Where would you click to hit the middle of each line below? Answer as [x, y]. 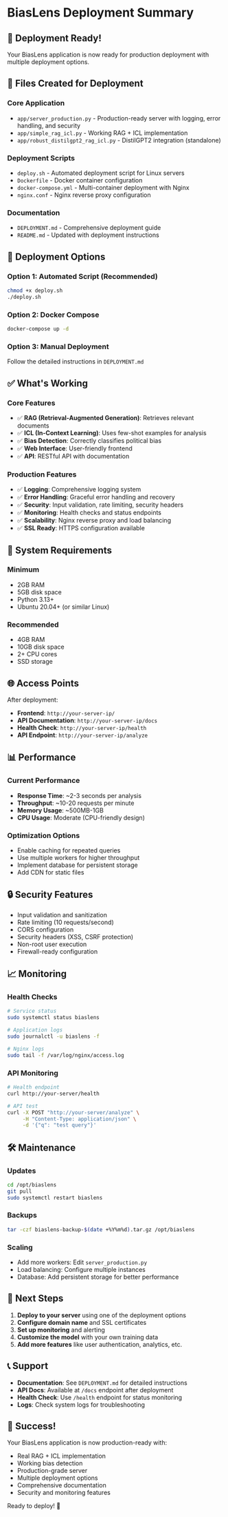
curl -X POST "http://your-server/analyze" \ [73, 1112]
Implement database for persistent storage [78, 865]
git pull [20, 1191]
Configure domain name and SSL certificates [82, 1322]
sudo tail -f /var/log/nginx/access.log [66, 1055]
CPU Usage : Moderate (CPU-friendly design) [81, 817]
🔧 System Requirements [59, 550]
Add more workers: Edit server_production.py [82, 1262]
